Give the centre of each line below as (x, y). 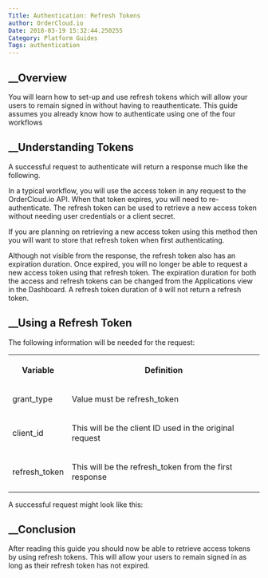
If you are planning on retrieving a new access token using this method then (133, 232)
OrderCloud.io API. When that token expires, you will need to (108, 199)
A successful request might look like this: (76, 505)
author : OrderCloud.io (46, 23)
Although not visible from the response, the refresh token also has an (122, 255)
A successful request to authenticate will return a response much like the (128, 166)
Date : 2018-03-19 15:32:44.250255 (66, 30)
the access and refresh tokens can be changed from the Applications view (130, 281)
